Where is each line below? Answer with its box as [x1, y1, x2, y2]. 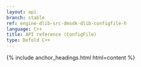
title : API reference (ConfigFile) [6, 32, 97, 38]
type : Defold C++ [6, 37, 51, 43]
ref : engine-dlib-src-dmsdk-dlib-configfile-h [6, 20, 127, 26]
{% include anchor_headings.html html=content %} [6, 54, 136, 61]
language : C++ [6, 26, 43, 32]
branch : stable [6, 15, 45, 21]
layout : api [6, 9, 37, 15]
